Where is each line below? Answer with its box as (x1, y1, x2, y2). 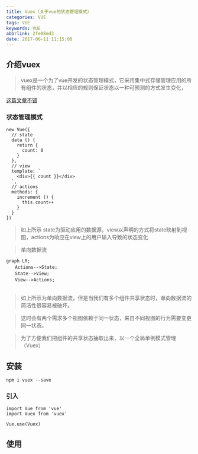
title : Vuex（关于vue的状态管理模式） (6, 8, 92, 15)
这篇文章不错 (6, 96, 37, 104)
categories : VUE (6, 14, 46, 20)
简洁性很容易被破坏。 (20, 302, 73, 309)
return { (17, 142, 38, 148)
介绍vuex (6, 60, 40, 70)
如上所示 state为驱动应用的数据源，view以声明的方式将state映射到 (20, 226, 182, 233)
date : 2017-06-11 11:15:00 (6, 36, 73, 42)
